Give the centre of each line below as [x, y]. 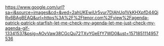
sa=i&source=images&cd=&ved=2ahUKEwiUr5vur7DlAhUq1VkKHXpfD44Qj [82, 12]
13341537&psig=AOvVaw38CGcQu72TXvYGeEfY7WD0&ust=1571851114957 [82, 33]
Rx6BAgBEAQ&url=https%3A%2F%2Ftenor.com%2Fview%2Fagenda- [77, 18]
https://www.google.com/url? [35, 7]
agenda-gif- [17, 28]
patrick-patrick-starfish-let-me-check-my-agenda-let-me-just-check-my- [80, 23]
